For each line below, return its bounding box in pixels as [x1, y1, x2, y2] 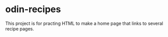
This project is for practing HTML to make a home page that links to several [5, 20, 163, 26]
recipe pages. [5, 25, 35, 31]
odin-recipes [5, 4, 61, 15]
